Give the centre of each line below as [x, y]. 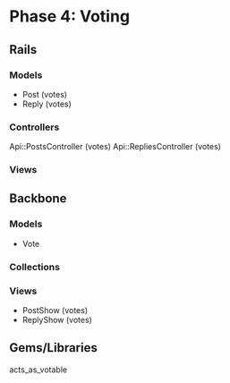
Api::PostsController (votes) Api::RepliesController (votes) [115, 147]
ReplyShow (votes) [57, 320]
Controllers [34, 127]
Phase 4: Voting [70, 17]
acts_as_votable [38, 370]
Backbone [38, 199]
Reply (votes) [47, 104]
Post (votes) [45, 94]
